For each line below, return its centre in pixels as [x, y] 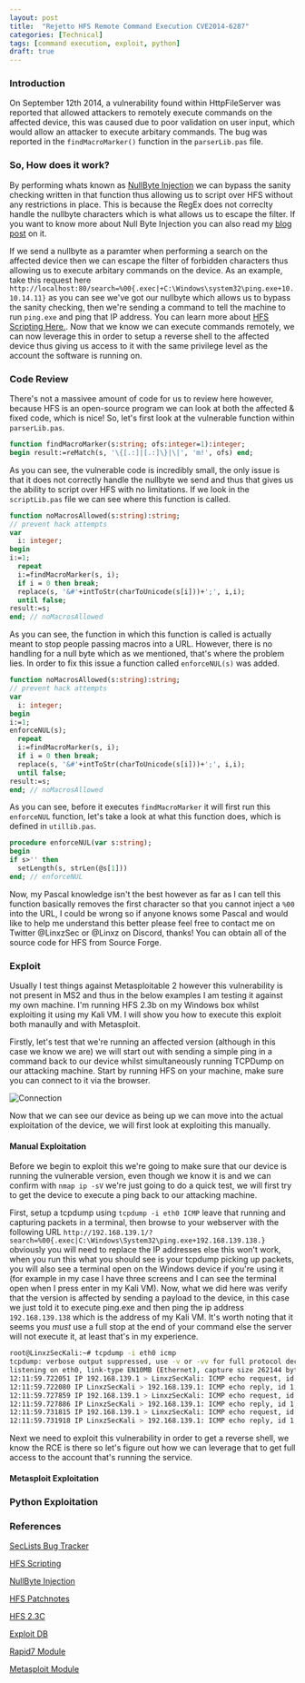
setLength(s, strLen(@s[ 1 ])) [73, 868]
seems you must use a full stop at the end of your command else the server [151, 1327]
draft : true [32, 52]
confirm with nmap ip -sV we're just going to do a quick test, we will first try [151, 1185]
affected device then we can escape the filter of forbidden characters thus [149, 261]
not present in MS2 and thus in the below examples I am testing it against [146, 995]
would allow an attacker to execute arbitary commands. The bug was [138, 132]
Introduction [37, 84]
